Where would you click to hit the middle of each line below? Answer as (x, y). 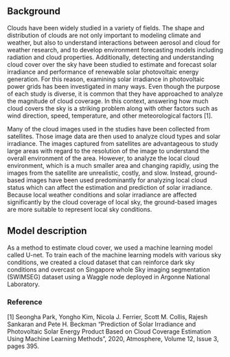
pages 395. (23, 346)
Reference (25, 302)
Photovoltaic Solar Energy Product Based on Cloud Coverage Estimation (109, 331)
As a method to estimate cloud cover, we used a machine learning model (110, 248)
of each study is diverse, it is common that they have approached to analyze (115, 94)
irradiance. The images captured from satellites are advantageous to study (113, 143)
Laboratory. (23, 284)
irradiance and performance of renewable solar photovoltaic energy (103, 72)
